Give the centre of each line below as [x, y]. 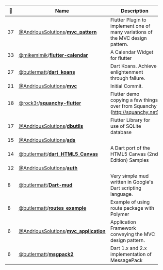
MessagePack [127, 260]
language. [122, 194]
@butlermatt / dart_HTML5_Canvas [58, 154]
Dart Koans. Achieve [133, 66]
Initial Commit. [127, 86]
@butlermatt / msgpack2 [46, 254]
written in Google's [132, 182]
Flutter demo [125, 94]
